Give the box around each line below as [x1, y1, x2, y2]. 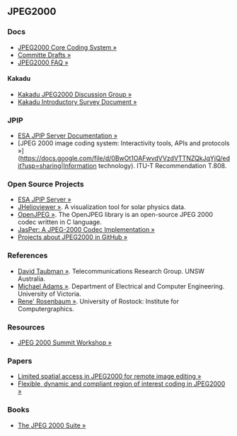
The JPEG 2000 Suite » [17, 421, 86, 430]
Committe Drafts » [17, 50, 71, 59]
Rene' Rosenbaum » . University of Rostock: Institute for [17, 297, 179, 306]
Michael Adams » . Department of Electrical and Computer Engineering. [17, 281, 225, 290]
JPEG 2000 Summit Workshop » [17, 338, 112, 347]
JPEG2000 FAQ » [17, 58, 69, 67]
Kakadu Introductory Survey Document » [17, 97, 137, 106]
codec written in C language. [17, 218, 103, 226]
